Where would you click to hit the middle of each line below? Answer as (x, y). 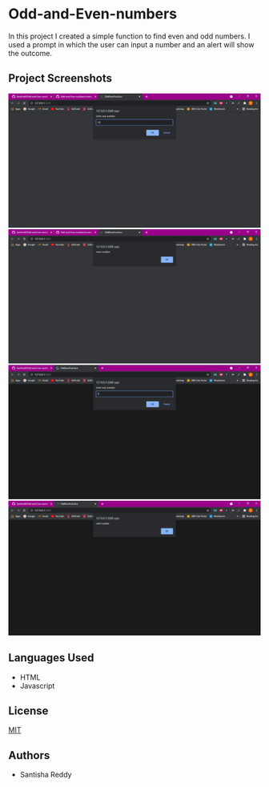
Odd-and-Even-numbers (93, 14)
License (28, 710)
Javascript (37, 685)
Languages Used (51, 658)
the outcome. (30, 53)
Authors (29, 755)
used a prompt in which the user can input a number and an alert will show (131, 44)
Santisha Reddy (46, 775)
